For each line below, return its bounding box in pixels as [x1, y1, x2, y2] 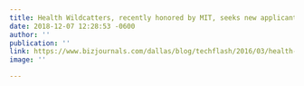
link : [9, 47, 30, 56]
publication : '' [9, 38, 71, 48]
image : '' [9, 55, 47, 64]
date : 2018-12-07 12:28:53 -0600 [9, 22, 136, 31]
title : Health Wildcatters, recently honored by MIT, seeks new [9, 13, 257, 23]
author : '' [9, 30, 51, 39]
